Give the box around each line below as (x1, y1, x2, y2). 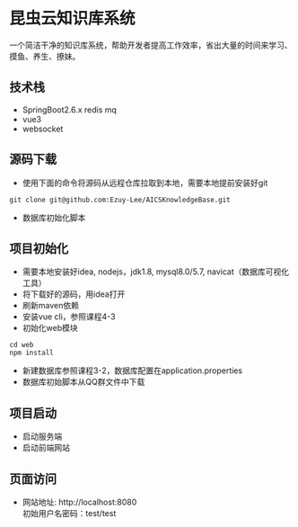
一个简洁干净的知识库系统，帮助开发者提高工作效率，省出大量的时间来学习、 (9, 40, 293, 50)
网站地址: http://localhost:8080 (22, 496, 137, 507)
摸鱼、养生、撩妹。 (9, 50, 81, 61)
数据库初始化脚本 (22, 212, 86, 223)
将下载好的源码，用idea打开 (22, 289, 126, 299)
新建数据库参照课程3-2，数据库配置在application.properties (22, 365, 243, 376)
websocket (22, 123, 64, 134)
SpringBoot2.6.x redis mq (22, 104, 117, 115)
